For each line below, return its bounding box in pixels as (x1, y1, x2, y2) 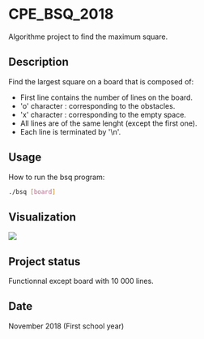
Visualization (8, 210, 77, 224)
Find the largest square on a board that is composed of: (8, 76, 194, 86)
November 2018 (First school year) (8, 321, 125, 331)
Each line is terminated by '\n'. (19, 127, 121, 136)
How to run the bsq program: (8, 172, 105, 182)
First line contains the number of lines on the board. (19, 92, 193, 102)
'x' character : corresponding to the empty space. (19, 109, 186, 119)
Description (8, 55, 69, 69)
